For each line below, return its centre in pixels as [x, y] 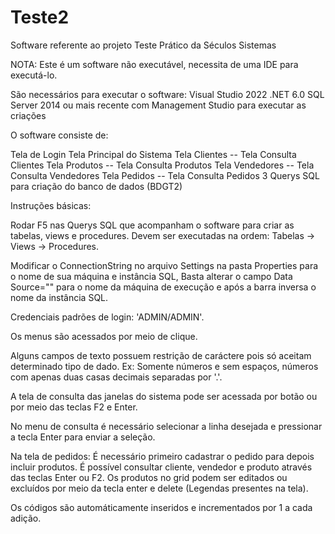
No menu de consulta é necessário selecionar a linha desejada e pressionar [166, 426]
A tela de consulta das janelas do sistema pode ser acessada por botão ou [164, 396]
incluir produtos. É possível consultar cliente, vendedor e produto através [161, 467]
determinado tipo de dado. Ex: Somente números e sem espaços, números [164, 366]
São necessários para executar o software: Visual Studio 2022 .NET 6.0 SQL [167, 94]
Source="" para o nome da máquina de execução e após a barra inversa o [163, 287]
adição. [26, 518]
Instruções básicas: [51, 205]
